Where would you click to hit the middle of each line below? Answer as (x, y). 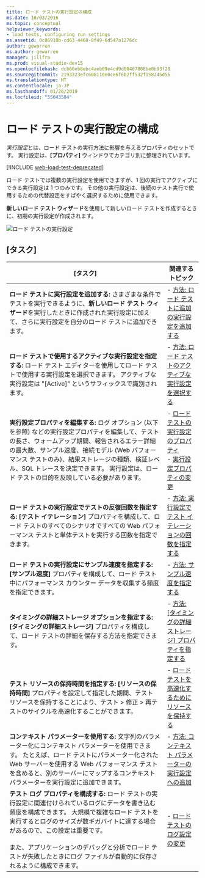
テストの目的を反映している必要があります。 (81, 477)
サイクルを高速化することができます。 (82, 711)
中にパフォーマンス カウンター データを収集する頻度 (85, 583)
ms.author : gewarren (33, 52)
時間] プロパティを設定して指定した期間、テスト (85, 693)
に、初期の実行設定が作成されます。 (52, 216)
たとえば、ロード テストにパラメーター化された (90, 755)
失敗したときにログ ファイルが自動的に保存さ (93, 856)
